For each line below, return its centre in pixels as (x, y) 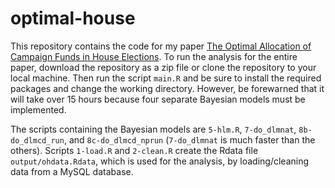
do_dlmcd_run (37, 140)
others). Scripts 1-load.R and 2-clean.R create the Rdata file (134, 150)
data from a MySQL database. (72, 171)
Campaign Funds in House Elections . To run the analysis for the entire (154, 56)
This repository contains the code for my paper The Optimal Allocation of (161, 46)
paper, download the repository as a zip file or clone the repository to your (163, 67)
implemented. (38, 109)
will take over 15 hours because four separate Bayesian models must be (158, 99)
